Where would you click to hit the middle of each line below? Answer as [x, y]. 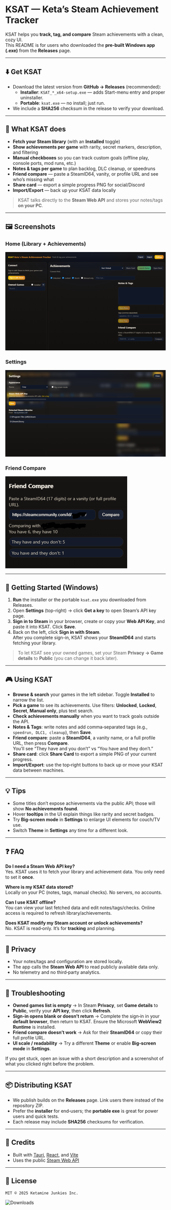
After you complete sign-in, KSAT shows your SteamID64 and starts [84, 637]
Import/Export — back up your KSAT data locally [64, 190]
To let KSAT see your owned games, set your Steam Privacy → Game [91, 653]
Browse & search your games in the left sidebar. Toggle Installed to [84, 694]
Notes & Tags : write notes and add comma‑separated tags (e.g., [80, 727]
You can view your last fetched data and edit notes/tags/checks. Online [80, 908]
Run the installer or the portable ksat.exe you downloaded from [79, 600]
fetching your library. [35, 643]
